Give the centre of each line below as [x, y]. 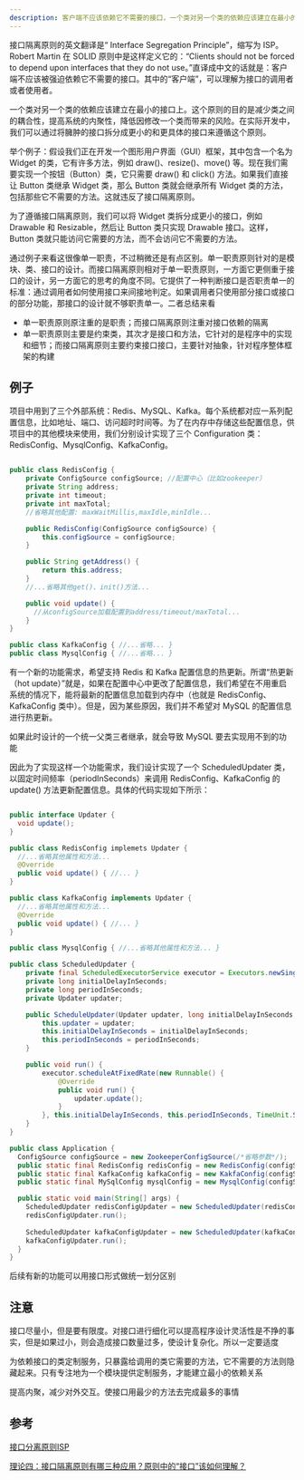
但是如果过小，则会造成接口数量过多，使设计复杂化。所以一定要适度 [152, 1342]
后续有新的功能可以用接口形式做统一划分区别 [93, 1276]
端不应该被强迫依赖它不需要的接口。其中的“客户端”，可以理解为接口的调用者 [152, 79]
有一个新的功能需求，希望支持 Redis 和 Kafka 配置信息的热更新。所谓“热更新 [152, 672]
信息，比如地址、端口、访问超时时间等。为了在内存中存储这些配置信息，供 [156, 422]
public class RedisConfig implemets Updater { [99, 848]
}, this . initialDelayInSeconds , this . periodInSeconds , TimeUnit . [168, 1116]
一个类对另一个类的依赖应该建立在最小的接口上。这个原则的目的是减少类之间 [152, 109]
